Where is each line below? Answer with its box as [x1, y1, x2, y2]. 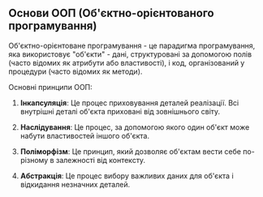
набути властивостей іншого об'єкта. [19, 131, 150, 140]
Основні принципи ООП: [8, 82, 93, 92]
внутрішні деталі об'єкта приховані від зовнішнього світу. [19, 106, 221, 116]
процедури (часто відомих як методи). [8, 66, 143, 76]
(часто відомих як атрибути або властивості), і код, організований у [8, 58, 245, 67]
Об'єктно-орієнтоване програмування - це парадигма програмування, [8, 41, 256, 50]
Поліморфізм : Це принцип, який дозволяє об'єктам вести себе [19, 146, 242, 156]
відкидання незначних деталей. [19, 179, 131, 189]
